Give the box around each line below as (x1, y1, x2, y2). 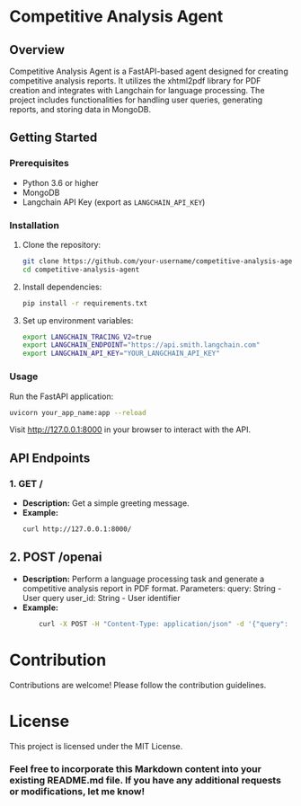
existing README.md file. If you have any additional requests (9, 775, 281, 787)
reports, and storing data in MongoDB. (9, 104, 151, 114)
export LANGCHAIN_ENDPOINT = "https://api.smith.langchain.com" (22, 341, 261, 350)
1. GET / (9, 477, 43, 490)
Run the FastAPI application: (9, 391, 114, 402)
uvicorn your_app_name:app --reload (9, 408, 146, 417)
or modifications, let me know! (9, 785, 146, 798)
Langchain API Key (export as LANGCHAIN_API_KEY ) (22, 196, 206, 208)
